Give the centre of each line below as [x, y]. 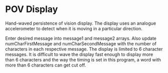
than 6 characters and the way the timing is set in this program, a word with [83, 59]
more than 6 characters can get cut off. [46, 65]
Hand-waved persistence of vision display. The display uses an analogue [81, 23]
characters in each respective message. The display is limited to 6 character [84, 49]
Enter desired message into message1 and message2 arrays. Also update [81, 38]
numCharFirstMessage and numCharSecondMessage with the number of [81, 43]
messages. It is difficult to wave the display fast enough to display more [79, 54]
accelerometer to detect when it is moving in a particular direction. [74, 28]
